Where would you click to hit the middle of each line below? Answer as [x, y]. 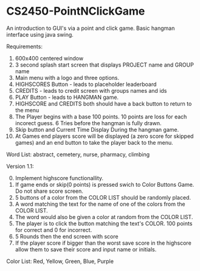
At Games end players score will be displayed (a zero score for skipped [104, 136]
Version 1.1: [20, 166]
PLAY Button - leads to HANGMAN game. [67, 97]
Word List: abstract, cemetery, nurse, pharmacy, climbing [78, 154]
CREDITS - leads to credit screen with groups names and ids [91, 90]
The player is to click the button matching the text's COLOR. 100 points [104, 223]
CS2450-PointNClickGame [76, 11]
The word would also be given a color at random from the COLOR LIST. [104, 217]
